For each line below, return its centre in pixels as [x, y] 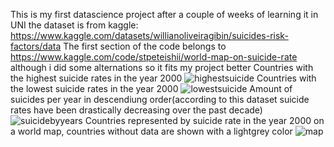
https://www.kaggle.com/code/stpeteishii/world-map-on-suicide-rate [154, 57]
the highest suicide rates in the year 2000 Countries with [163, 78]
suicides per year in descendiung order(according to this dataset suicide [160, 99]
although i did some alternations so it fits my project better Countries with [162, 67]
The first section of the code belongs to [145, 46]
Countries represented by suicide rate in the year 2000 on [204, 120]
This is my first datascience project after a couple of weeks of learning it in [164, 14]
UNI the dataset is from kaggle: [74, 25]
